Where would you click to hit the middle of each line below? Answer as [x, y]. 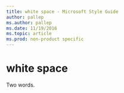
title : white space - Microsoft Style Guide [62, 12]
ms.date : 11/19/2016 [32, 28]
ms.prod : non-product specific [45, 39]
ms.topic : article [29, 34]
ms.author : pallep [29, 23]
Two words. [21, 85]
